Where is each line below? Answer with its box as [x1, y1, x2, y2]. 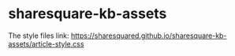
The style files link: [8, 31, 69, 40]
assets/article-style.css [8, 39, 84, 48]
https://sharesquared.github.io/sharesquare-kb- [70, 31, 227, 40]
